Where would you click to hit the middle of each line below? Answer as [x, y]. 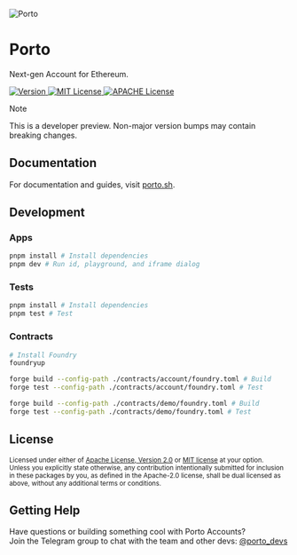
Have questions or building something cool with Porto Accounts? [128, 532]
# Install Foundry [43, 355]
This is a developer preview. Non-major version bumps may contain [133, 125]
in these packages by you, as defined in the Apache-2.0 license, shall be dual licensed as [145, 475]
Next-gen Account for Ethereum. [69, 74]
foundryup [27, 363]
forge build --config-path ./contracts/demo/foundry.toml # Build [134, 404]
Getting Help [45, 510]
